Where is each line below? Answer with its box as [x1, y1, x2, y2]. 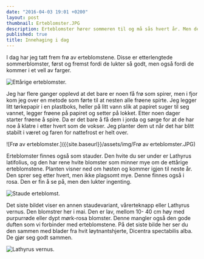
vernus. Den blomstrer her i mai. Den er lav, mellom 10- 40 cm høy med [6, 208, 185, 215]
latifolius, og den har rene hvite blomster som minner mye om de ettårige [6, 159, 188, 166]
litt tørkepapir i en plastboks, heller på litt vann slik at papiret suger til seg [6, 103, 189, 110]
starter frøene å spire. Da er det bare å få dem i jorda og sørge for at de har [6, 116, 194, 123]
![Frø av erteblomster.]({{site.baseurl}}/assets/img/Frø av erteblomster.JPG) [6, 141, 196, 147]
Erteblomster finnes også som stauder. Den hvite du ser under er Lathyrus [6, 152, 192, 160]
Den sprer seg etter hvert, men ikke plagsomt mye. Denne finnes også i [6, 172, 185, 179]
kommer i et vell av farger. [6, 67, 72, 73]
